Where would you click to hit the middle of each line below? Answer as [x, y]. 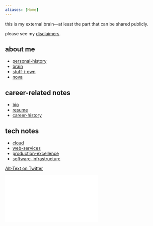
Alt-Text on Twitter [24, 169]
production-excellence [36, 154]
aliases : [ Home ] [22, 10]
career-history [27, 115]
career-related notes [38, 93]
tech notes [22, 131]
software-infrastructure [36, 159]
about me [20, 50]
